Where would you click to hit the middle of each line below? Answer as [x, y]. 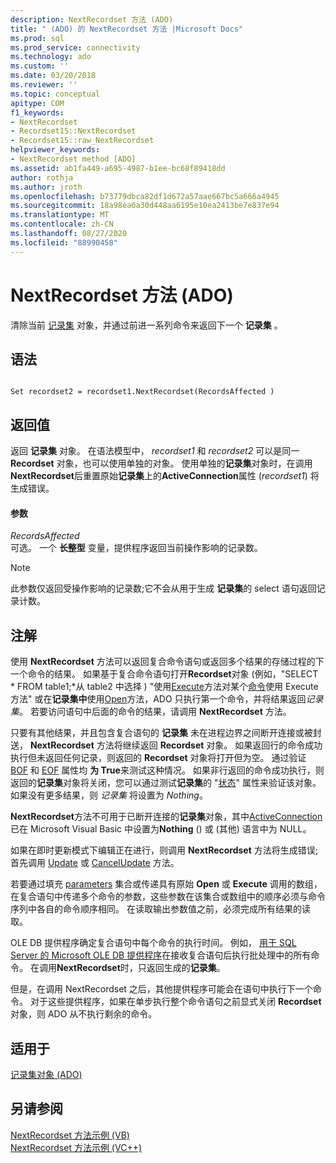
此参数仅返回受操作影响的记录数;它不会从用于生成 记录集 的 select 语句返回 [163, 588]
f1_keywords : [37, 112]
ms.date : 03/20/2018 [53, 76]
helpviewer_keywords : [55, 150]
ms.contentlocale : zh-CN [62, 224]
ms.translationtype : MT [60, 215]
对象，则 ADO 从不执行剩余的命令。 [84, 1014]
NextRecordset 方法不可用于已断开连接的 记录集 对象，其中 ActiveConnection [166, 817]
